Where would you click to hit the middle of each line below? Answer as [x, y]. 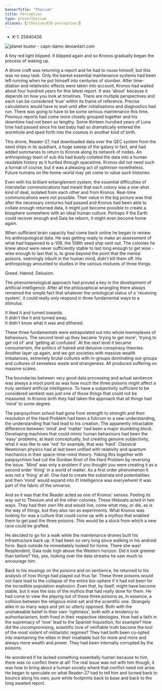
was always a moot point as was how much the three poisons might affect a [81, 383]
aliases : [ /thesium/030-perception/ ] [43, 23]
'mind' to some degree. [28, 404]
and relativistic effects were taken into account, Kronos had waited [87, 86]
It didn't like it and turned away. [36, 318]
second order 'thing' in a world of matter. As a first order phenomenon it [77, 470]
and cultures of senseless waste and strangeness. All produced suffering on [81, 363]
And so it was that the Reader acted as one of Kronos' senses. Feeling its [78, 495]
